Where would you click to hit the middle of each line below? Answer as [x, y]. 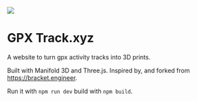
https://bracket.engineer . [42, 78]
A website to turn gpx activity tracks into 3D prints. [79, 57]
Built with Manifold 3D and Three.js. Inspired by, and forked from [98, 70]
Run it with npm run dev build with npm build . [70, 91]
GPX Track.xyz [51, 38]
